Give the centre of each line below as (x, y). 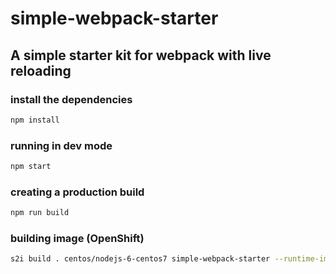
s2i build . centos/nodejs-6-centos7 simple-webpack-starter (140, 259)
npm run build (40, 213)
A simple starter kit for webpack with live (141, 55)
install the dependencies (71, 99)
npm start (31, 167)
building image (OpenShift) (77, 239)
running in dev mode (61, 145)
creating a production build (77, 192)
